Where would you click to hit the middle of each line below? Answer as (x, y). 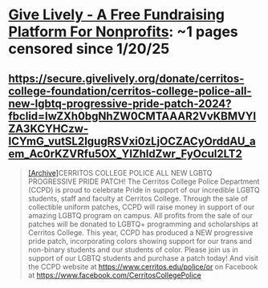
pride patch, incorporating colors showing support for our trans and (140, 241)
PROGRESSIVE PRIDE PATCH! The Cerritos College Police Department (144, 181)
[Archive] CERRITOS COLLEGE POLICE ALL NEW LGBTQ (120, 173)
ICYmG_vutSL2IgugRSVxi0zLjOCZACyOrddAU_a (132, 141)
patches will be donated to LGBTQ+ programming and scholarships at (143, 224)
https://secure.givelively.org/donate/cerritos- (126, 78)
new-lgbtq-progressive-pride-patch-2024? (120, 103)
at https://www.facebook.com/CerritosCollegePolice (115, 275)
